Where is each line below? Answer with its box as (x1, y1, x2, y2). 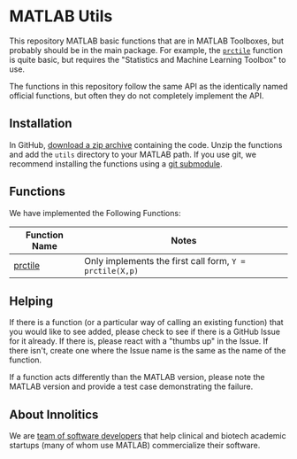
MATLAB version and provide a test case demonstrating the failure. (9, 381, 254, 392)
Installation (9, 116, 72, 131)
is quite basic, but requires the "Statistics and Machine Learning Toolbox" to (9, 54, 286, 65)
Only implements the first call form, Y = (83, 254, 246, 267)
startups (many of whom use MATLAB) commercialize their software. (9, 440, 261, 451)
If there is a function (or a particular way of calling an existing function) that (9, 317, 285, 328)
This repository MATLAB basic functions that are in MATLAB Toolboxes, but (9, 35, 285, 46)
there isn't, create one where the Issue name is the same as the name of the (9, 346, 286, 356)
